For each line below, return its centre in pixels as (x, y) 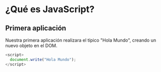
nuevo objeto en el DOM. (31, 46)
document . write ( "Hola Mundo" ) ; (43, 59)
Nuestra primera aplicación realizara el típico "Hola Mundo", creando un (81, 40)
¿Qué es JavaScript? (50, 9)
